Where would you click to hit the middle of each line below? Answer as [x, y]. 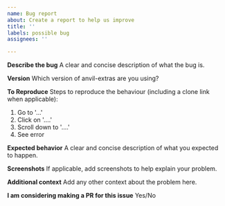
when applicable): [33, 99]
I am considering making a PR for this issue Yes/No [82, 196]
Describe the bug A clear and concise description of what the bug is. [106, 65]
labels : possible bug [38, 33]
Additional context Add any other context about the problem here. [102, 182]
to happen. [22, 156]
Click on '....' [35, 120]
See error [31, 135]
